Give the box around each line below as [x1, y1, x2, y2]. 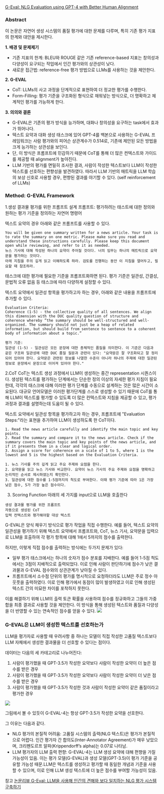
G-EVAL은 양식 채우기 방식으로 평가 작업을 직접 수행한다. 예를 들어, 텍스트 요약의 [5, 522, 159, 528]
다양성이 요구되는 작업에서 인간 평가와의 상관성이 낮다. [12, 61, 116, 67]
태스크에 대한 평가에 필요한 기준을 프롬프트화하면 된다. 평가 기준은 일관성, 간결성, [5, 273, 159, 278]
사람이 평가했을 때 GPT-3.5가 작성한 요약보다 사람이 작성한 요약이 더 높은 [12, 660, 151, 666]
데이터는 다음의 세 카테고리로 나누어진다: [5, 650, 82, 655]
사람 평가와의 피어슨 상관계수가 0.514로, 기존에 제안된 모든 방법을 [33, 138, 157, 144]
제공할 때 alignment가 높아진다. [17, 156, 78, 162]
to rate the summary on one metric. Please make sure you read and [5, 234, 145, 239]
